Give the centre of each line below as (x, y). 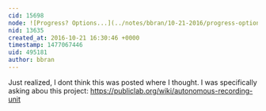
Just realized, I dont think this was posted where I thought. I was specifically (133, 82)
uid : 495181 (28, 52)
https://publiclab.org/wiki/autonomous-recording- (171, 90)
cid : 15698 (26, 15)
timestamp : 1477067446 (46, 45)
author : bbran (32, 60)
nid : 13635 (26, 30)
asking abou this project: (48, 90)
